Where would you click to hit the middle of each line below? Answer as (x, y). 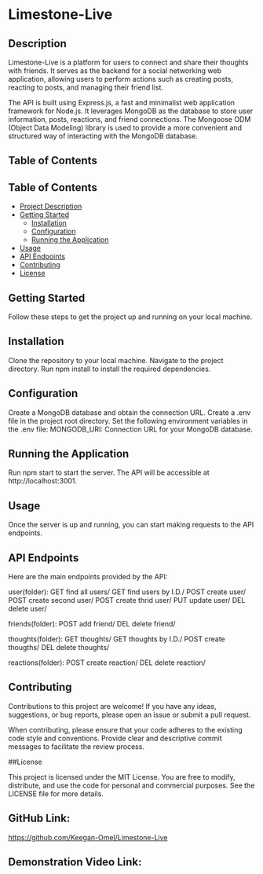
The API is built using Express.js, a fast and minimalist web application (122, 103)
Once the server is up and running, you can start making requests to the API (131, 525)
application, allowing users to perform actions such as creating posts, (121, 79)
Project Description (51, 207)
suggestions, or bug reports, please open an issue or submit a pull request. (130, 714)
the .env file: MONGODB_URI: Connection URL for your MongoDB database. (131, 429)
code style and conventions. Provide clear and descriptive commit (115, 738)
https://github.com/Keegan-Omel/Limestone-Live (88, 837)
